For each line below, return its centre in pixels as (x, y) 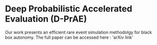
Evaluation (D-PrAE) (46, 19)
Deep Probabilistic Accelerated (69, 9)
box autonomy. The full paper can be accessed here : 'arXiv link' (69, 37)
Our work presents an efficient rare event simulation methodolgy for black (78, 32)
